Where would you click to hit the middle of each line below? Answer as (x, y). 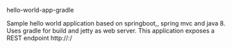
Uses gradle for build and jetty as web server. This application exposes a (110, 31)
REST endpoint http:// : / (39, 38)
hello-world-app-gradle (40, 10)
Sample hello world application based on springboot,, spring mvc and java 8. (116, 23)
